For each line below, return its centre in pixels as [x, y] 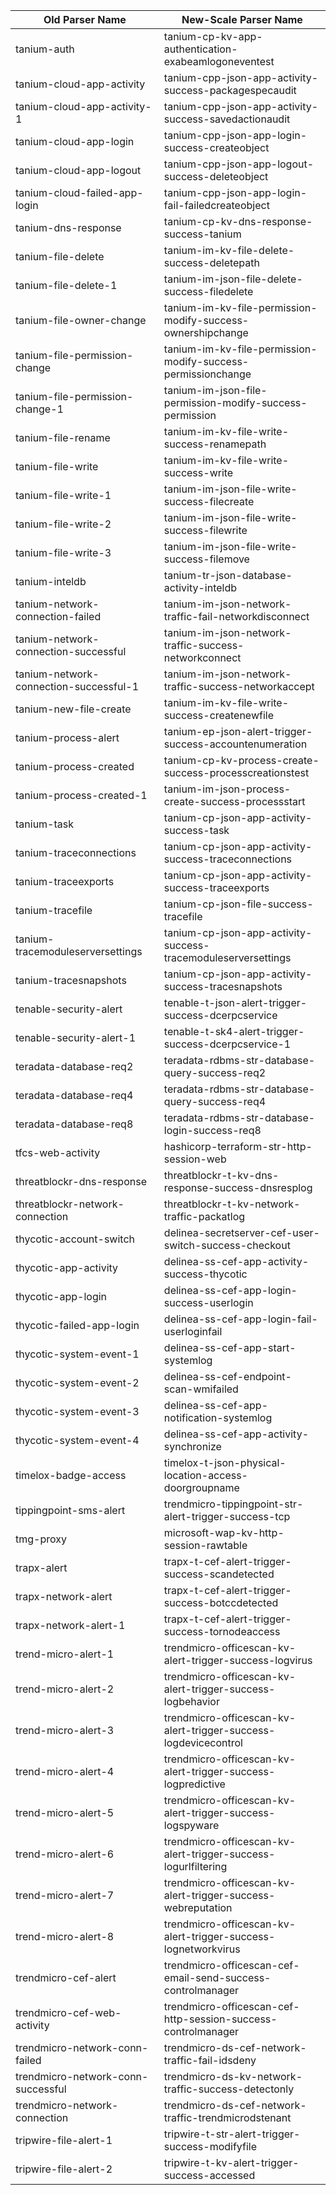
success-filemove [206, 559]
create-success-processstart [234, 801]
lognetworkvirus [202, 1949]
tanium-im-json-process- [227, 789]
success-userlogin [208, 1302]
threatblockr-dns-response [81, 1181]
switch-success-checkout [227, 1245]
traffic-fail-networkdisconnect [236, 616]
